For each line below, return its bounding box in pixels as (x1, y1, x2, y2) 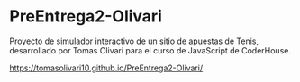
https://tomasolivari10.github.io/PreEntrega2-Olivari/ (9, 62, 204, 73)
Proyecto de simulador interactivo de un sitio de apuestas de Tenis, (9, 36, 259, 46)
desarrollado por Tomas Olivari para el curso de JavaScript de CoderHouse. (9, 45, 291, 55)
